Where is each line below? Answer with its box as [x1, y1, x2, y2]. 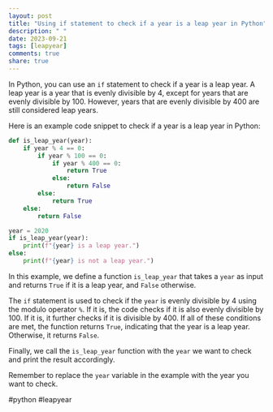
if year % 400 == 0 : [51, 159, 122, 167]
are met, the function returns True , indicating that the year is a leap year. [8, 321, 250, 331]
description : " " [8, 27, 67, 35]
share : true [8, 58, 49, 66]
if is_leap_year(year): [8, 234, 89, 242]
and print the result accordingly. [8, 354, 115, 364]
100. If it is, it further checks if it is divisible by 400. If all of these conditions [8, 313, 262, 323]
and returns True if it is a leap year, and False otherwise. [8, 280, 197, 290]
